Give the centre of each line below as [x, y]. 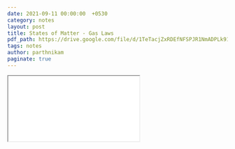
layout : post [26, 26]
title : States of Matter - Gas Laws [60, 33]
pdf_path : [22, 40]
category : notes [31, 20]
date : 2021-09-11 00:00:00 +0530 [58, 14]
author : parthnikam [36, 53]
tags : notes [24, 46]
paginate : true [29, 59]
